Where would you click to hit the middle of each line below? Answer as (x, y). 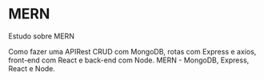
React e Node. (32, 68)
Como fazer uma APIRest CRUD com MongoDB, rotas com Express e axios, (132, 51)
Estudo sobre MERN (41, 36)
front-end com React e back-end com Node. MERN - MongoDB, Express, (129, 60)
